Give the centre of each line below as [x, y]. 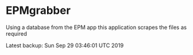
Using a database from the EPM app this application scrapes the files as [96, 27]
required [16, 33]
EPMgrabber [38, 11]
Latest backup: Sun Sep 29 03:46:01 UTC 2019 [65, 45]
